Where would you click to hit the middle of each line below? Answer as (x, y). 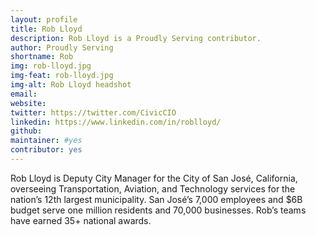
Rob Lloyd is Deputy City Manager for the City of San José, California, (154, 178)
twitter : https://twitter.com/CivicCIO (93, 112)
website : (28, 103)
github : (26, 131)
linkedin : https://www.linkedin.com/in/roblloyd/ (116, 122)
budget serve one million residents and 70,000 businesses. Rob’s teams (158, 210)
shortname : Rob (42, 57)
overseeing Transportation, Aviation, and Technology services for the (153, 188)
